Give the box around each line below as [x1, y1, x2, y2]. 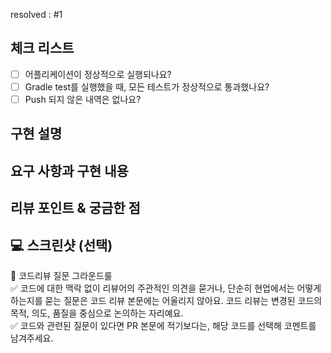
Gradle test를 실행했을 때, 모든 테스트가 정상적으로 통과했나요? [24, 80, 270, 93]
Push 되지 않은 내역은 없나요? [24, 93, 142, 105]
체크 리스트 [10, 40, 75, 57]
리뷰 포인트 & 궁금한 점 [10, 200, 141, 217]
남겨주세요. [10, 332, 54, 344]
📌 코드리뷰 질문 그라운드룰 [10, 269, 113, 281]
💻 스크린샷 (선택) [10, 237, 113, 254]
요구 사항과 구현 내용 [10, 162, 129, 179]
